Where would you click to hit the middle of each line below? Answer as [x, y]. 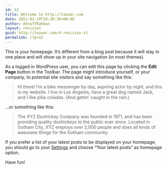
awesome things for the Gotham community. [63, 132]
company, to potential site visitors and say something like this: [69, 77]
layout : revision [23, 28]
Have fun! [15, 162]
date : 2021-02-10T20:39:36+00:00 [40, 19]
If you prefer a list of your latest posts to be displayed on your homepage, [81, 142]
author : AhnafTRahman [28, 24]
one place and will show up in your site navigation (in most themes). [75, 57]
